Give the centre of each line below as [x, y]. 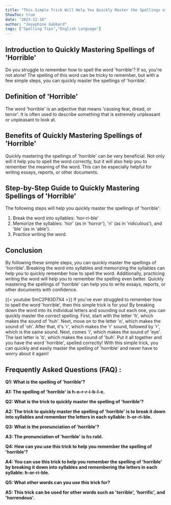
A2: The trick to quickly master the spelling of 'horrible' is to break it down [85, 411]
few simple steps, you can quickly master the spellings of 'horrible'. [76, 80]
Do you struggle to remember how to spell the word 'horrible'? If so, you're [83, 70]
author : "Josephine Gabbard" [36, 24]
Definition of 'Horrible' [42, 96]
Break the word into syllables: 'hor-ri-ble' [56, 218]
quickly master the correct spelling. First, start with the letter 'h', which [79, 316]
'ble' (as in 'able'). [32, 229]
